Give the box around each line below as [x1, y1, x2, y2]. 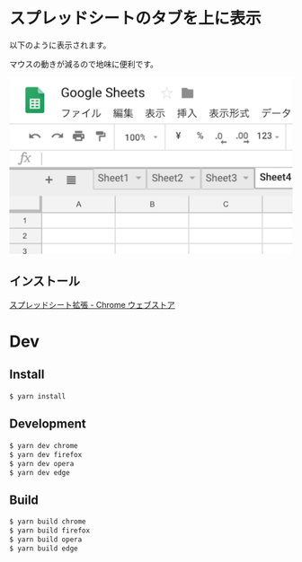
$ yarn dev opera [9, 459, 75, 468]
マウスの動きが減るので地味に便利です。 [9, 58, 159, 69]
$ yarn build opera [9, 535, 83, 544]
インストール [9, 274, 81, 289]
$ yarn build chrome [9, 517, 87, 526]
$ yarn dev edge [9, 468, 70, 477]
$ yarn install [9, 391, 67, 400]
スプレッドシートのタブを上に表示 [9, 8, 262, 29]
